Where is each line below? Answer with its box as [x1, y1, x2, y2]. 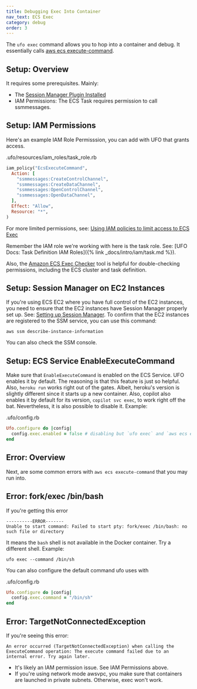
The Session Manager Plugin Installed [14, 91, 106, 99]
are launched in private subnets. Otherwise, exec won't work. [14, 676, 163, 683]
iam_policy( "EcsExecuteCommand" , [6, 165, 88, 171]
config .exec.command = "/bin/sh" [11, 595, 93, 601]
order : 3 [6, 25, 28, 31]
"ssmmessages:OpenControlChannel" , [16, 187, 104, 193]
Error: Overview [6, 453, 66, 463]
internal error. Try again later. [6, 653, 91, 660]
